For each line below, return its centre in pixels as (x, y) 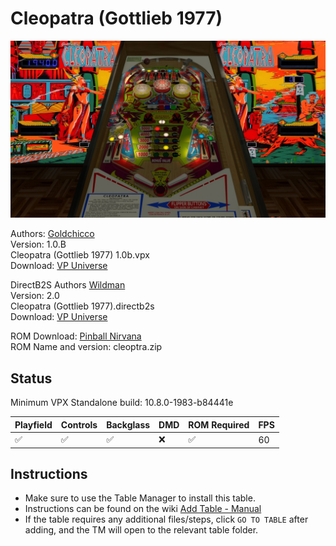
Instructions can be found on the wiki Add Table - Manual (143, 509)
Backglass (128, 424)
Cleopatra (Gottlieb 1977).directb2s (82, 306)
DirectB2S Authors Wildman (68, 285)
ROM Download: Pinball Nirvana (76, 336)
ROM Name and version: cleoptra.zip (86, 347)
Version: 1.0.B (38, 244)
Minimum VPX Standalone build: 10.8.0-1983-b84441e (122, 403)
